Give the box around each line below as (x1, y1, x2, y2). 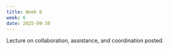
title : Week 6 (6, 9, 43, 15)
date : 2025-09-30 (6, 20, 51, 26)
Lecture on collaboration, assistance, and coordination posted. (6, 37, 164, 45)
